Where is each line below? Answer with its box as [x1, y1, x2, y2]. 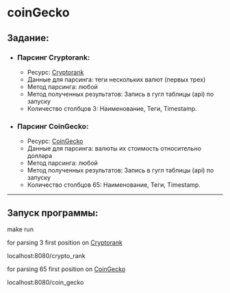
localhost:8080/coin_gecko [7, 278, 84, 286]
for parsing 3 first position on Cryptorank [7, 238, 123, 246]
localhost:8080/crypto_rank [7, 251, 86, 259]
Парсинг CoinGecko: [16, 121, 89, 131]
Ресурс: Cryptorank [27, 68, 84, 76]
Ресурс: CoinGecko [27, 137, 84, 145]
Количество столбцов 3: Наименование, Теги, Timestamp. [27, 104, 197, 112]
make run [7, 225, 34, 233]
